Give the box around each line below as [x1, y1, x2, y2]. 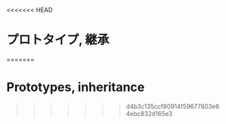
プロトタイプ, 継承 [6, 32, 110, 48]
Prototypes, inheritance [6, 79, 145, 95]
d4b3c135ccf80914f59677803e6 [126, 102, 220, 110]
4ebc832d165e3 [126, 110, 173, 118]
